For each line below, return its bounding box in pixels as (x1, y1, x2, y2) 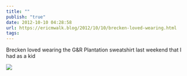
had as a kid (6, 53, 36, 60)
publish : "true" (6, 14, 46, 20)
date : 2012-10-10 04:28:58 (6, 19, 72, 25)
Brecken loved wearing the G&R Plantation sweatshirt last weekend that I (6, 46, 182, 53)
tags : (6, 30, 19, 36)
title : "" (6, 8, 30, 15)
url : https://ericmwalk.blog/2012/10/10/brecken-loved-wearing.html (6, 25, 177, 31)
